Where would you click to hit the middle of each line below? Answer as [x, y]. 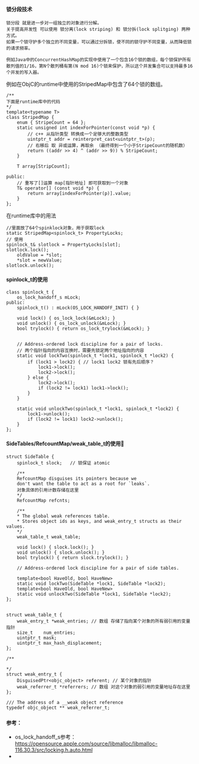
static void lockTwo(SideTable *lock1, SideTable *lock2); [91, 583]
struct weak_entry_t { [34, 674]
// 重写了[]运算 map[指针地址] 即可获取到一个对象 [73, 183]
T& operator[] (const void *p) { [58, 188]
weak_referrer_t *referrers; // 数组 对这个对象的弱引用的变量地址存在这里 [104, 687]
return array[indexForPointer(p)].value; [80, 194]
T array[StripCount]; [43, 166]
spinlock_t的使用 [27, 279]
